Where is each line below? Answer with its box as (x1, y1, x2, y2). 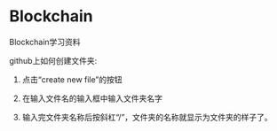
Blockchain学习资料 (9, 36, 82, 47)
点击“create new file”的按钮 (21, 73, 123, 85)
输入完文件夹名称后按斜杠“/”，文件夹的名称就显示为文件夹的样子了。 (21, 112, 273, 122)
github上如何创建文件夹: (9, 55, 98, 65)
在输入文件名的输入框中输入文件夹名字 (21, 93, 162, 104)
